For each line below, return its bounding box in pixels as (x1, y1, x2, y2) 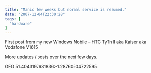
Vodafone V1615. (5, 44, 39, 50)
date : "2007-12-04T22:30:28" (5, 12, 65, 17)
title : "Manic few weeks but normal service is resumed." (5, 7, 127, 12)
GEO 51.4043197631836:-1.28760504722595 (5, 64, 97, 70)
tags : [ (5, 16, 21, 21)
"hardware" (9, 21, 32, 26)
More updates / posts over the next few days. (5, 54, 98, 60)
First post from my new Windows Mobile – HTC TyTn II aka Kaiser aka (5, 39, 147, 45)
